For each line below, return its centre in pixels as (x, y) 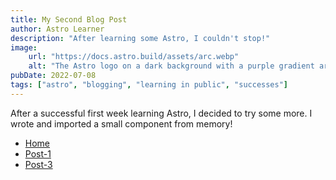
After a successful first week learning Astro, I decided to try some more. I (161, 113)
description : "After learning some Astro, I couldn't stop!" (140, 38)
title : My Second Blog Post (69, 19)
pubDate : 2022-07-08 (53, 76)
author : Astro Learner (57, 29)
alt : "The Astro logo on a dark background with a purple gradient (171, 66)
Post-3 (38, 164)
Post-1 (38, 153)
